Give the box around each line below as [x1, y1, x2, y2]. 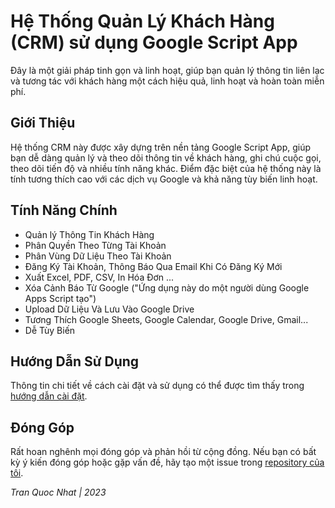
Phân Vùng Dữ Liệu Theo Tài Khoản [24, 250, 172, 262]
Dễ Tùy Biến [24, 324, 76, 336]
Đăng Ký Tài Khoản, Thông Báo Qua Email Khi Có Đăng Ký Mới [24, 260, 283, 272]
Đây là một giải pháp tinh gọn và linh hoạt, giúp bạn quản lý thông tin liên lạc [10, 64, 325, 76]
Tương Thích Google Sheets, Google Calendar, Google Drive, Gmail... [24, 313, 309, 325]
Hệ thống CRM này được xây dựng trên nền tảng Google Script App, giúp [10, 141, 312, 153]
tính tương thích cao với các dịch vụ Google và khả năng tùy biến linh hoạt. [10, 173, 318, 185]
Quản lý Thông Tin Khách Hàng [24, 228, 155, 240]
